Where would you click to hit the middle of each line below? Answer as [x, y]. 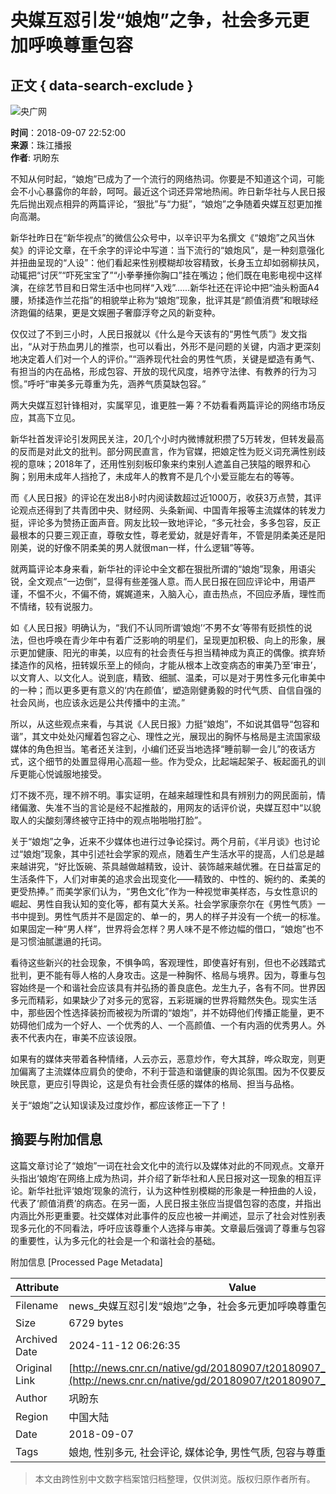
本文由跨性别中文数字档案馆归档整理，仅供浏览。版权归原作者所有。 [175, 1478]
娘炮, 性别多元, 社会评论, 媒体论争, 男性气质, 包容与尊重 [197, 1452]
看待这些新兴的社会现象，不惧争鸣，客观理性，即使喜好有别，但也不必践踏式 [168, 962]
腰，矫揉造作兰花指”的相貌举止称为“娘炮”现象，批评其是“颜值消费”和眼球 [160, 300]
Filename [37, 1305]
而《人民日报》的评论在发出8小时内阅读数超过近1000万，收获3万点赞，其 [161, 497]
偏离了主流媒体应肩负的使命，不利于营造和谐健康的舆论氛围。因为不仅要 [167, 1071]
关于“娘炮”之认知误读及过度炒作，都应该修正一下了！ [119, 1105]
